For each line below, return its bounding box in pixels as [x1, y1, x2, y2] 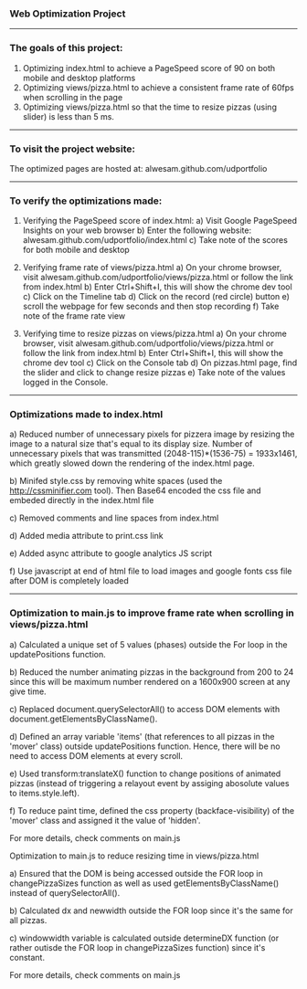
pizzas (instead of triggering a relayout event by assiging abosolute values [9, 777, 290, 788]
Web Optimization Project [9, 7, 126, 20]
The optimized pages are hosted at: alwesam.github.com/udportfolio [9, 163, 268, 174]
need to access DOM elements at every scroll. [9, 750, 184, 761]
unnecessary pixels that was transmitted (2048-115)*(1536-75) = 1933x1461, [9, 448, 298, 459]
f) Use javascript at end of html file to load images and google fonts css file [9, 565, 292, 577]
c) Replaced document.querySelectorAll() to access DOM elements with [9, 703, 281, 714]
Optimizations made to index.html [9, 408, 164, 421]
